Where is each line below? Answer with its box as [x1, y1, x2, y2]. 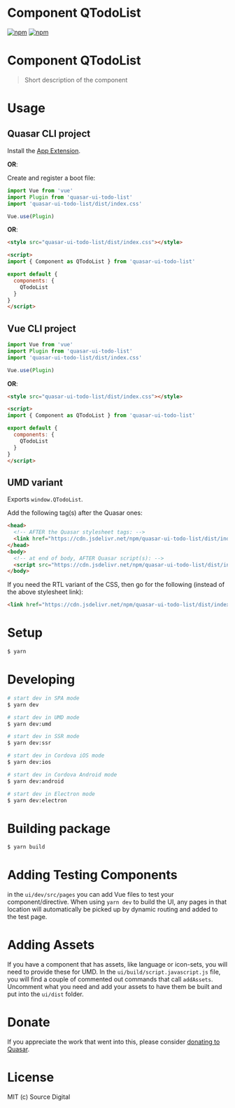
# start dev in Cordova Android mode [7, 771, 117, 778]
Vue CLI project [7, 322, 76, 334]
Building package [7, 821, 111, 837]
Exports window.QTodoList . [7, 495, 83, 504]
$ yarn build [7, 844, 45, 851]
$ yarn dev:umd [7, 720, 52, 727]
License [7, 1070, 55, 1086]
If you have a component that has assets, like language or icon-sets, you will [7, 960, 228, 969]
